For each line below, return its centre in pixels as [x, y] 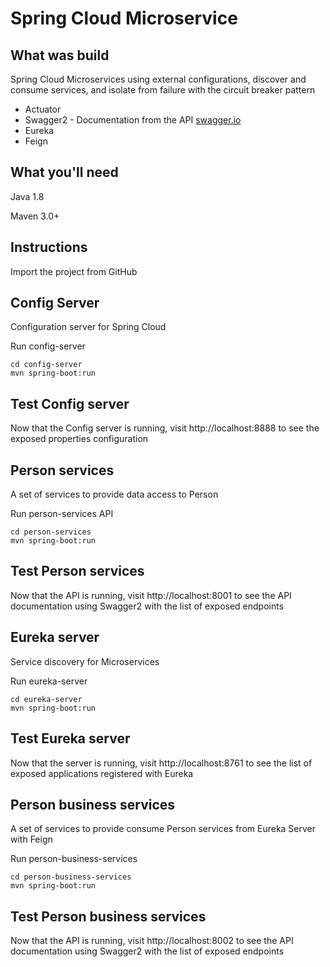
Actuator [43, 109]
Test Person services [77, 571]
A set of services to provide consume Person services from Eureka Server [163, 829]
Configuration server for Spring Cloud [88, 327]
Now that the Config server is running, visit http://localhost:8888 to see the [165, 428]
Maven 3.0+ [35, 216]
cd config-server [46, 365]
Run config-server [48, 346]
